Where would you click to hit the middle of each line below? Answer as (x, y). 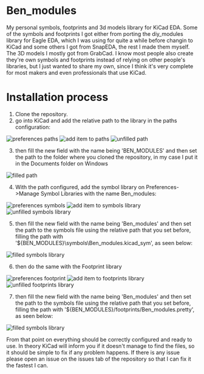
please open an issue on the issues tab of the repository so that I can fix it (99, 359)
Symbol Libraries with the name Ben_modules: (98, 193)
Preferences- (162, 187)
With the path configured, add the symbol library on (80, 187)
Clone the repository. (41, 114)
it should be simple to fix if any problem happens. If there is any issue (93, 352)
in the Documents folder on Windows (61, 163)
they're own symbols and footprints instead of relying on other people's (96, 60)
